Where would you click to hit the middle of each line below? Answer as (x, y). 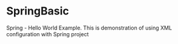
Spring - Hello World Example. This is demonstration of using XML (89, 28)
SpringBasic (38, 11)
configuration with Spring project (48, 34)
